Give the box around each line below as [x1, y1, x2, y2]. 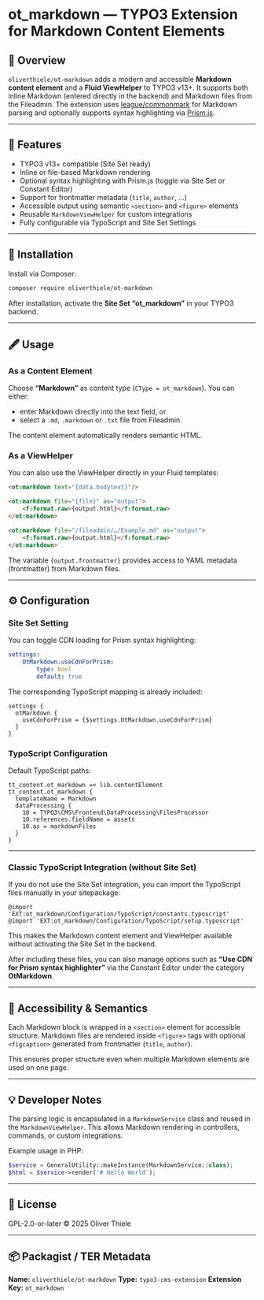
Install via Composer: [8, 269, 77, 278]
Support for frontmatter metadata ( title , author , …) [19, 192, 187, 202]
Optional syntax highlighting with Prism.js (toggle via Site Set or [19, 176, 225, 185]
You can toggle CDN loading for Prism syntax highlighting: [8, 636, 196, 645]
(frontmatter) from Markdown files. [8, 563, 121, 573]
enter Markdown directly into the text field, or [19, 407, 167, 417]
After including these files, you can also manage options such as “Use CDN [8, 955, 253, 964]
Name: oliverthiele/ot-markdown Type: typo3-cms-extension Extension [8, 1275, 242, 1284]
